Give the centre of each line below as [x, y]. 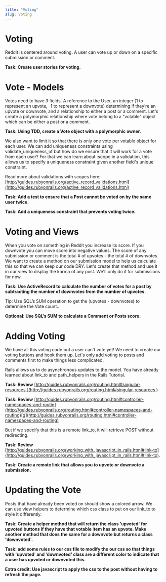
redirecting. [17, 435]
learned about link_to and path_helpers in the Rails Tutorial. [65, 375]
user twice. [17, 202]
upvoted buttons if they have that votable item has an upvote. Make [76, 529]
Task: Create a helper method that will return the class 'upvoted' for [76, 524]
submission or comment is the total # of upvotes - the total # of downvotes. [82, 256]
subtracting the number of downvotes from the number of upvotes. [76, 291]
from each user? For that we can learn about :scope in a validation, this [77, 157]
